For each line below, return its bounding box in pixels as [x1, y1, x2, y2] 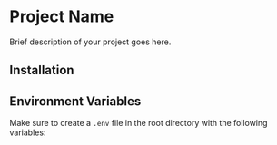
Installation [9, 63, 74, 78]
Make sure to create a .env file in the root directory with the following [9, 118, 268, 129]
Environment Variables [9, 93, 142, 109]
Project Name [9, 6, 114, 27]
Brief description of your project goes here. [9, 36, 172, 47]
